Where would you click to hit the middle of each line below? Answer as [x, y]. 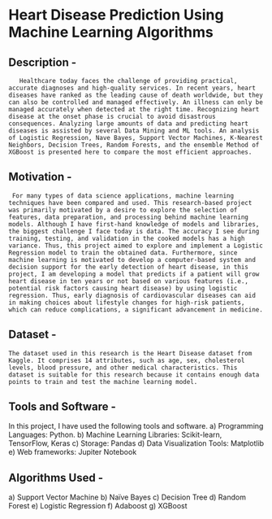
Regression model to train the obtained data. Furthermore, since [123, 253]
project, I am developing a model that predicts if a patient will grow [134, 274]
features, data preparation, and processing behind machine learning [129, 217]
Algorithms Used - [56, 478]
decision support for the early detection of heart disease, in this [129, 267]
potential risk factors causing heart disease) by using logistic [123, 288]
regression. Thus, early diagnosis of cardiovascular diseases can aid [132, 295]
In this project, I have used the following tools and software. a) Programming [136, 426]
